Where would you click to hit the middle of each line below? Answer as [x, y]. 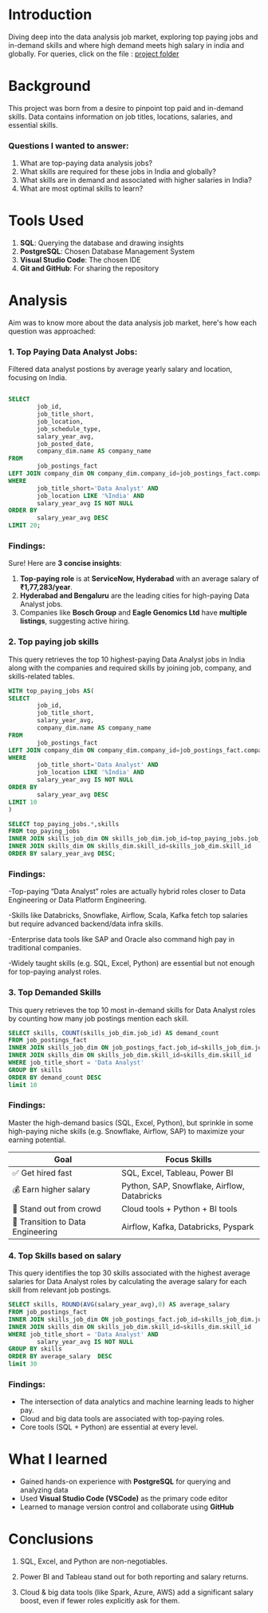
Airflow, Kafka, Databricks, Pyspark [187, 1227]
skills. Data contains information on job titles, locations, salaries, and [120, 117]
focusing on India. [38, 378]
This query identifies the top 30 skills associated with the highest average [129, 1273]
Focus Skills [189, 1159]
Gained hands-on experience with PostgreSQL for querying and [125, 1481]
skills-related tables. [41, 676]
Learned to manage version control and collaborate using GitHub [127, 1507]
